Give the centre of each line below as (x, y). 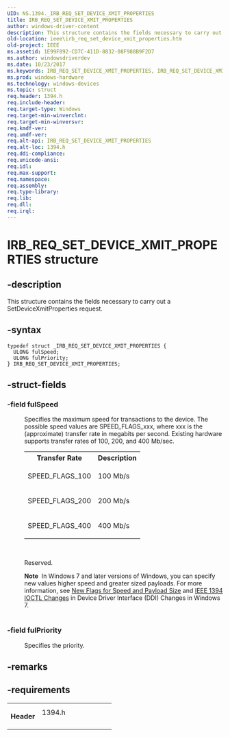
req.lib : (20, 198)
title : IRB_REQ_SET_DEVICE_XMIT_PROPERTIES (70, 20)
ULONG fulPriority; (41, 358)
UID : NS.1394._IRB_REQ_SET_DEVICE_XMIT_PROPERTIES (81, 13)
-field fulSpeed (33, 404)
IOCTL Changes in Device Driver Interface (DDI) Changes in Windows (122, 598)
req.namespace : (29, 179)
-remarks (27, 667)
